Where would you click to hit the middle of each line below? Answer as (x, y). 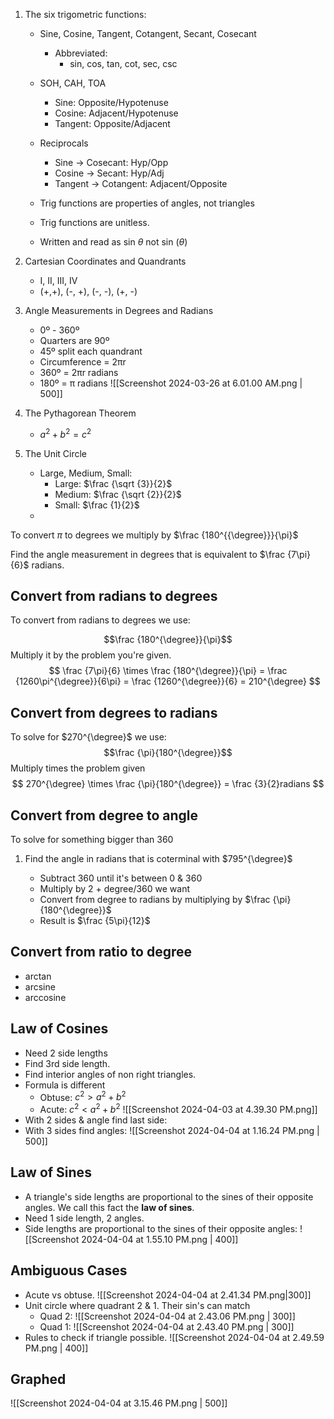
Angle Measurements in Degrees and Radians (119, 310)
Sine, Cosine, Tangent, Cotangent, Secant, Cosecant (148, 33)
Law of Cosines (59, 1029)
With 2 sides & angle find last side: (96, 1120)
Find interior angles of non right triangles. (110, 1074)
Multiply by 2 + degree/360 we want (115, 889)
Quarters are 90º (74, 340)
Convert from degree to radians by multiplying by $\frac (155, 900)
